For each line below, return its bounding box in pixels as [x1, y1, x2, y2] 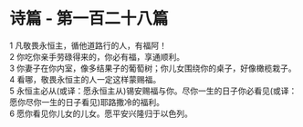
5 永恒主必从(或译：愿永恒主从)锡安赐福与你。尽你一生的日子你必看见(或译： [9, 85, 298, 96]
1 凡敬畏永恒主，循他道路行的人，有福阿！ [9, 40, 167, 51]
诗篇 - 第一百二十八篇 [9, 8, 169, 29]
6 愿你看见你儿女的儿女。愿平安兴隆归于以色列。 [9, 108, 193, 119]
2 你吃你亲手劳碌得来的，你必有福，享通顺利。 [9, 51, 185, 62]
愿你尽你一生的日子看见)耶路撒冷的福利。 [9, 96, 165, 107]
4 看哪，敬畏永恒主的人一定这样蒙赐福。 [9, 73, 162, 84]
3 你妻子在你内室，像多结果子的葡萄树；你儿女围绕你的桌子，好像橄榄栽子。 [9, 63, 297, 73]
